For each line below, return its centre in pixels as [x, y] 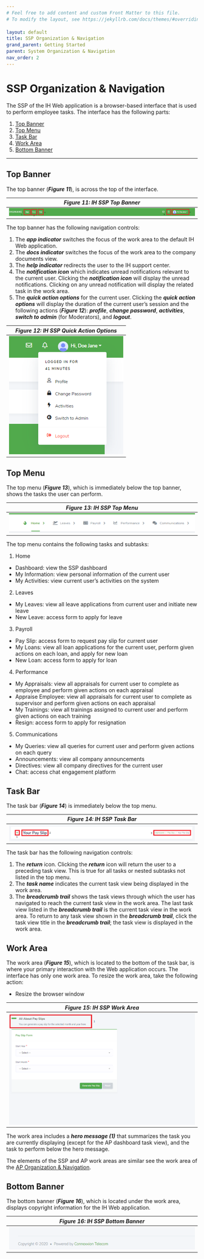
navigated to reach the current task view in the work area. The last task [104, 903]
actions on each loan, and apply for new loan [71, 654]
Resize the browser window [50, 994]
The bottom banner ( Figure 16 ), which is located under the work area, [93, 1201]
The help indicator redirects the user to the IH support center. [93, 265]
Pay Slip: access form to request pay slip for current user [87, 641]
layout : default [27, 32]
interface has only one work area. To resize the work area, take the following [102, 976]
